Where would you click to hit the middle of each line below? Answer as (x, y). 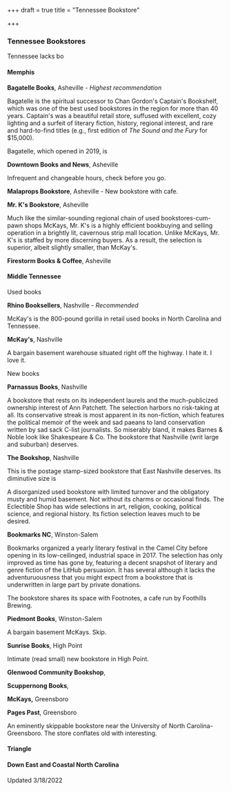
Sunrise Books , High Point (45, 645)
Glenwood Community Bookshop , (56, 672)
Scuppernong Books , (38, 685)
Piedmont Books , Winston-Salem (54, 618)
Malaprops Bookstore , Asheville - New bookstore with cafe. (93, 191)
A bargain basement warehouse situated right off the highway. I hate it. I (110, 352)
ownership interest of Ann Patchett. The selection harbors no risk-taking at (113, 408)
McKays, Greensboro (38, 699)
